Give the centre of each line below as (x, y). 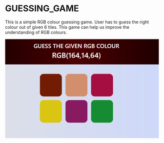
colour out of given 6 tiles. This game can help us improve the (67, 27)
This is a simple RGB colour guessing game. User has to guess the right (77, 22)
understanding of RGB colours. (36, 32)
